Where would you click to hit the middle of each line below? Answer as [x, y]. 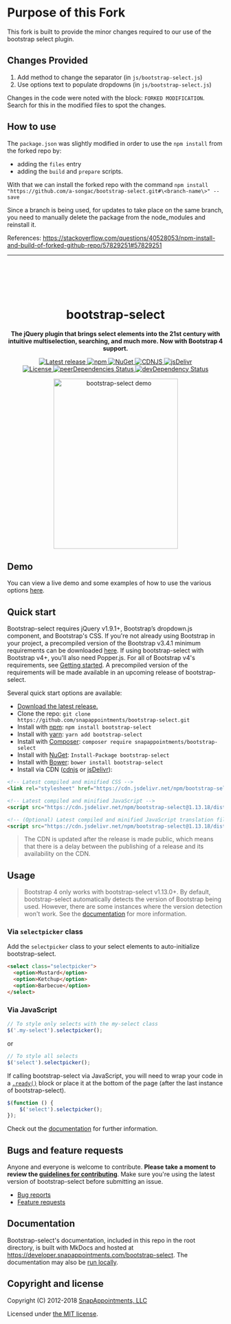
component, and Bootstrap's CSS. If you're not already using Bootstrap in [111, 636]
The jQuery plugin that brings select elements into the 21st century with [115, 333]
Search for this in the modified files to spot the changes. [87, 105]
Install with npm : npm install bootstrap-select [84, 727]
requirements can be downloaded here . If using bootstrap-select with [106, 650]
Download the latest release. [57, 707]
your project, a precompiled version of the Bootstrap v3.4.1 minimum [104, 643]
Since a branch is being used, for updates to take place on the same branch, [115, 210]
